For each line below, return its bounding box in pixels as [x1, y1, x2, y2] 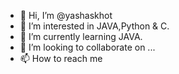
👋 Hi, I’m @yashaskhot [19, 10, 113, 21]
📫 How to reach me [19, 53, 103, 64]
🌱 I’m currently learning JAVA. [19, 31, 143, 42]
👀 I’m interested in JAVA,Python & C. [19, 20, 170, 32]
